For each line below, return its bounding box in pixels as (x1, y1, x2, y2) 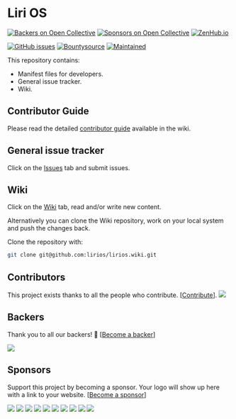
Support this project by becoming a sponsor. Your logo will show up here (7, 383, 220, 391)
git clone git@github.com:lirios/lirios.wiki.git (7, 252, 157, 259)
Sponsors (7, 364, 51, 376)
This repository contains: (7, 55, 80, 65)
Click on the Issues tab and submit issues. (7, 163, 130, 172)
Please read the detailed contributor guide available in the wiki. (7, 124, 191, 133)
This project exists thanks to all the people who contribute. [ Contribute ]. (7, 291, 218, 299)
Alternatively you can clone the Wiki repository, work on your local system (7, 216, 225, 225)
